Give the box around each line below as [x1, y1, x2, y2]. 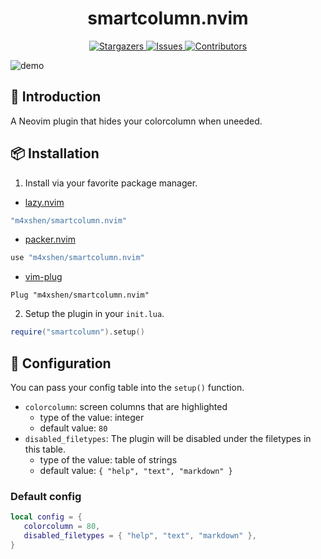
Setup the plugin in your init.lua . [24, 308, 165, 320]
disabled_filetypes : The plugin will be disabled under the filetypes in [24, 433, 312, 444]
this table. [24, 443, 67, 455]
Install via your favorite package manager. [24, 177, 198, 189]
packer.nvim [24, 233, 76, 246]
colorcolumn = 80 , [23, 522, 101, 532]
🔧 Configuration [10, 355, 112, 372]
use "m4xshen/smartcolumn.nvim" [10, 253, 145, 263]
